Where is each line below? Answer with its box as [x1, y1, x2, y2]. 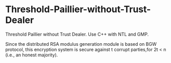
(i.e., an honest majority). [5, 52, 58, 58]
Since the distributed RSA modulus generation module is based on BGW [5, 41, 157, 47]
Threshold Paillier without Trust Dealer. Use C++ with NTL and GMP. [5, 31, 149, 37]
